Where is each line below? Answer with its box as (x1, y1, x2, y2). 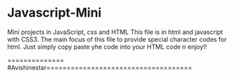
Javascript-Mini (7, 5, 102, 21)
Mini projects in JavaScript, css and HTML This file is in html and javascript (7, 28, 224, 36)
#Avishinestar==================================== (7, 63, 192, 71)
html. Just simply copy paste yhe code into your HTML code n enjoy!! (7, 42, 207, 51)
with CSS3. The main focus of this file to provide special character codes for (7, 35, 227, 43)
